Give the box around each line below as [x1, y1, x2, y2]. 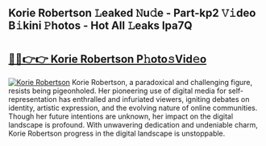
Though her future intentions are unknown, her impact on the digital [8, 112, 234, 121]
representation [8, 95, 57, 103]
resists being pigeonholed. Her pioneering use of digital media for [8, 86, 227, 95]
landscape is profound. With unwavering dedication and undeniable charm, [8, 120, 258, 129]
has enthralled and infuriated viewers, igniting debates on [58, 95, 250, 103]
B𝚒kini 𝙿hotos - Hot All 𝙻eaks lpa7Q [8, 19, 193, 33]
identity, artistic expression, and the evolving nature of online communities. [8, 103, 258, 112]
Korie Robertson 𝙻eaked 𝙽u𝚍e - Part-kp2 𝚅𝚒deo [8, 6, 256, 20]
